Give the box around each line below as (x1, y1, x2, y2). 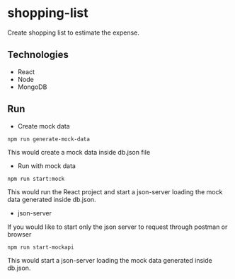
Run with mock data (17, 161, 76, 170)
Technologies (7, 49, 69, 61)
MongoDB (17, 83, 47, 91)
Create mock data (17, 121, 70, 130)
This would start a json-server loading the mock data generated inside (7, 256, 212, 264)
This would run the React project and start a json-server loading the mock (7, 187, 223, 196)
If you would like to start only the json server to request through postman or (7, 222, 228, 231)
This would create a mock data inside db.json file (7, 148, 151, 156)
